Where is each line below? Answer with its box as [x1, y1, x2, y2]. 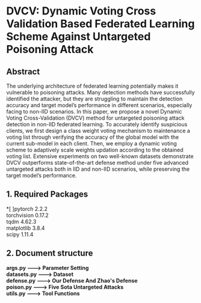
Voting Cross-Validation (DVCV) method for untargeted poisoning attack [6, 114, 185, 121]
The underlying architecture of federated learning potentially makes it [6, 82, 179, 90]
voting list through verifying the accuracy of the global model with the [6, 133, 179, 141]
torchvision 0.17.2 [6, 212, 49, 219]
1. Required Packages [6, 189, 88, 200]
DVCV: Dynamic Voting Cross [6, 4, 156, 18]
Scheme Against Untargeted [6, 30, 151, 43]
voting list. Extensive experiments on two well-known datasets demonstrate [6, 153, 194, 160]
